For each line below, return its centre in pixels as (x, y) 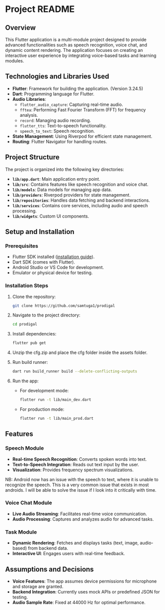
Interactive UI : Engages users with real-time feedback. (69, 554)
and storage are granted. (38, 586)
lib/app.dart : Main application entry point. (56, 179)
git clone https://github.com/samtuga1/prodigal (64, 305)
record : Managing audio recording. (55, 120)
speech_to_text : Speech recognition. (57, 131)
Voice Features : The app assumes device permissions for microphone (84, 581)
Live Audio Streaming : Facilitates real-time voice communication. (80, 514)
